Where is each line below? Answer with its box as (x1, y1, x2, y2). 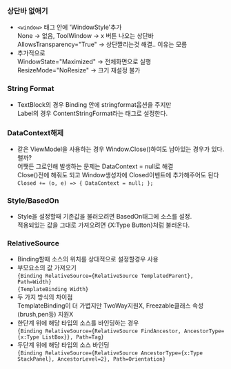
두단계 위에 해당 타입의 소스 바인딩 (17, 341, 110, 349)
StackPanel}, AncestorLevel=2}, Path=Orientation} (17, 356, 166, 363)
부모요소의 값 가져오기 (17, 263, 77, 272)
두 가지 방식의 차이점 (17, 293, 73, 301)
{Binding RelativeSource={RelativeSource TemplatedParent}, (17, 272, 194, 280)
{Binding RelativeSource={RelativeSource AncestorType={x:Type (17, 350, 203, 357)
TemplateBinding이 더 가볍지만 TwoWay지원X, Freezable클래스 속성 (17, 301, 204, 310)
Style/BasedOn (7, 195, 59, 205)
